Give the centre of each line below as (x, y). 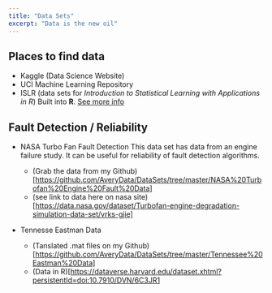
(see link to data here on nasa (82, 197)
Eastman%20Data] (64, 263)
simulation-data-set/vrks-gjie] (83, 214)
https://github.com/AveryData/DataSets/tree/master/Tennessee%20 (149, 254)
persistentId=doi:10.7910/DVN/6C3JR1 (96, 280)
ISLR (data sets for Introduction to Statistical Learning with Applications (140, 93)
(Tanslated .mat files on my (78, 246)
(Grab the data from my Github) (85, 171)
